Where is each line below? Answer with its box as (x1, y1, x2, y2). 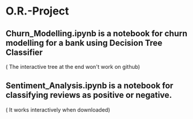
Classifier (5, 47, 43, 57)
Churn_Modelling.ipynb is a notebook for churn (5, 28, 188, 39)
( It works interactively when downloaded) (5, 106, 110, 113)
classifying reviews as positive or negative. (5, 90, 172, 100)
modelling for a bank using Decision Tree (5, 37, 163, 48)
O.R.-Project (5, 4, 69, 18)
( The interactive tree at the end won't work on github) (5, 63, 141, 70)
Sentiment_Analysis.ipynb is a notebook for (5, 80, 174, 91)
